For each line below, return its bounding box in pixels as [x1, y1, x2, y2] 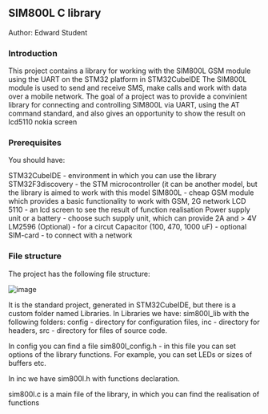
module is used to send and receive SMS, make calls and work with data [8, 83, 247, 93]
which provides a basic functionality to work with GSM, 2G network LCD [8, 197, 246, 206]
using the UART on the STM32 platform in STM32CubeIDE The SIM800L [8, 75, 247, 84]
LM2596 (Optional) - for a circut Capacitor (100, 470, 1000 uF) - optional [8, 222, 247, 232]
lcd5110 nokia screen [8, 117, 78, 127]
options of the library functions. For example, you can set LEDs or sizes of [8, 349, 253, 359]
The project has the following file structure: [8, 269, 150, 278]
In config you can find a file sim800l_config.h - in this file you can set [8, 341, 236, 351]
